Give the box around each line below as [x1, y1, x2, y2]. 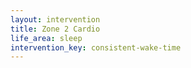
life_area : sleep [10, 33, 83, 43]
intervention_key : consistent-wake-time [10, 42, 182, 53]
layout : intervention [10, 14, 101, 25]
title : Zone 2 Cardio [10, 24, 101, 34]
